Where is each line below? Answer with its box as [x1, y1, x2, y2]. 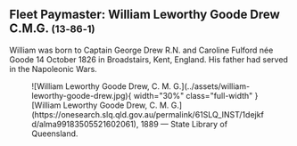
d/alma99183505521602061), [31, 118, 139, 129]
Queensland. [31, 128, 78, 139]
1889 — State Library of [140, 118, 228, 129]
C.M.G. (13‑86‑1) [9, 21, 95, 36]
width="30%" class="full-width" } [133, 90, 259, 101]
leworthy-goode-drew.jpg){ [31, 90, 132, 101]
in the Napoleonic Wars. [9, 63, 98, 74]
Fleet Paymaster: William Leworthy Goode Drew [9, 7, 281, 22]
